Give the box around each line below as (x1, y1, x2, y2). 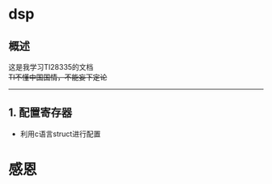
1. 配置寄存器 (8, 106, 73, 120)
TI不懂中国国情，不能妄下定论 (8, 72, 108, 82)
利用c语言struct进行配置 (19, 129, 101, 139)
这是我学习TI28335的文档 (8, 62, 94, 71)
